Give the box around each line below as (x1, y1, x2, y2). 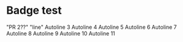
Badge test (6, 4, 62, 17)
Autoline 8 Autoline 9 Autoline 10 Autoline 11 (6, 29, 115, 37)
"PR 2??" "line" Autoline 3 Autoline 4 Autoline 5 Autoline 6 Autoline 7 (6, 23, 177, 31)
